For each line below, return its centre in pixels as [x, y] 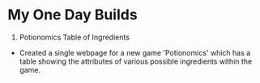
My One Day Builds [73, 15]
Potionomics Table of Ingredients [75, 37]
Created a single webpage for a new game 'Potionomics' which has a [135, 52]
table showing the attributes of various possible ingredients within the [136, 61]
